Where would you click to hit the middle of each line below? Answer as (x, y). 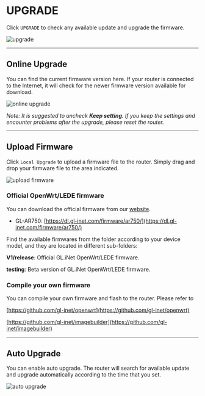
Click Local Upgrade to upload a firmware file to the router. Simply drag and (101, 162)
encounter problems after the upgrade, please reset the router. (85, 122)
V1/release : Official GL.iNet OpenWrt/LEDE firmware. (73, 257)
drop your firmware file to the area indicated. (63, 168)
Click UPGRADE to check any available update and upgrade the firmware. (95, 27)
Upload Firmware (40, 147)
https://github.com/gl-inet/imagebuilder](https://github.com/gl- (88, 322)
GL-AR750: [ (31, 221)
